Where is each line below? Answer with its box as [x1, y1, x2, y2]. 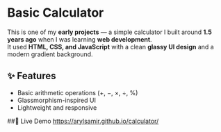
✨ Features [7, 70, 56, 82]
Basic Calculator [7, 5, 104, 21]
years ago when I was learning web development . [7, 35, 152, 43]
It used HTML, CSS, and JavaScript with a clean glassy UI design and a [7, 42, 214, 51]
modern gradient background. [7, 50, 93, 58]
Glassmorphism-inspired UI [17, 96, 96, 104]
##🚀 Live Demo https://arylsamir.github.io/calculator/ [7, 117, 159, 125]
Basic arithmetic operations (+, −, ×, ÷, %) [17, 88, 138, 97]
